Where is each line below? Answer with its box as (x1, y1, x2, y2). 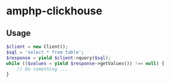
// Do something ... (17, 66, 68, 72)
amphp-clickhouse (6, 4, 103, 18)
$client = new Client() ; (6, 44, 68, 50)
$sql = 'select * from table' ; (6, 49, 84, 55)
